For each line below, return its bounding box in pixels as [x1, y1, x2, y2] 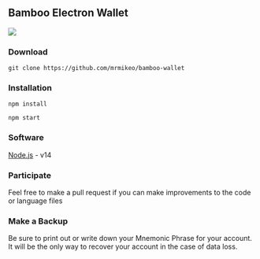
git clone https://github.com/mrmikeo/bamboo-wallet [8, 65, 185, 72]
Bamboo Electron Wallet [8, 6, 128, 20]
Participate [8, 169, 51, 180]
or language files [8, 196, 63, 205]
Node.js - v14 [8, 150, 52, 160]
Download [8, 46, 49, 57]
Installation [8, 83, 53, 94]
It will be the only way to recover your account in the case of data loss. [8, 242, 238, 251]
